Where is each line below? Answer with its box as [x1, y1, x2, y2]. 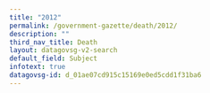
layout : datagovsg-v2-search [9, 46, 118, 55]
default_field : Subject [9, 54, 98, 63]
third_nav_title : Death [9, 37, 98, 47]
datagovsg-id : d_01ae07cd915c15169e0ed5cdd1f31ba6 [9, 71, 202, 80]
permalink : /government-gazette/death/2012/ [9, 21, 178, 30]
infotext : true [9, 63, 66, 72]
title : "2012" [9, 12, 63, 22]
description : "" [9, 29, 70, 38]
